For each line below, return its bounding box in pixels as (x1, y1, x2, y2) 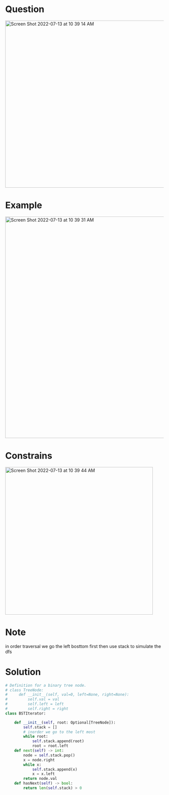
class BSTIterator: (5, 711, 46, 716)
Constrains (5, 450, 53, 462)
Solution (5, 666, 41, 678)
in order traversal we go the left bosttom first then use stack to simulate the (5, 643, 161, 649)
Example (5, 200, 42, 211)
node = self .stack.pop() (23, 753, 75, 758)
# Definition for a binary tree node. (5, 683, 87, 688)
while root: (23, 734, 49, 739)
